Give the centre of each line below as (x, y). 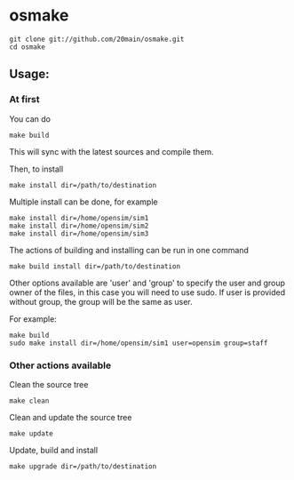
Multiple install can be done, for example (83, 202)
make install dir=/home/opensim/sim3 (79, 233)
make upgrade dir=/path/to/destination (83, 466)
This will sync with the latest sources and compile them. (112, 151)
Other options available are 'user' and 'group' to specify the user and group (147, 283)
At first (24, 100)
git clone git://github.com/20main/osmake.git (97, 39)
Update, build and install (54, 450)
